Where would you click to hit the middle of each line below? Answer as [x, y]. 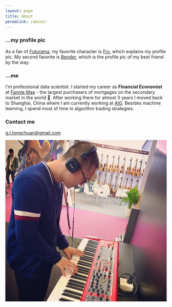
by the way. [17, 62]
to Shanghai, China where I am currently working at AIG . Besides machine [83, 103]
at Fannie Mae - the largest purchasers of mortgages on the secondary [80, 92]
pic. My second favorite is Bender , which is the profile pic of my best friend [84, 57]
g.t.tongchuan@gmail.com [33, 133]
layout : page [19, 11]
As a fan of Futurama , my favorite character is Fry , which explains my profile [86, 51]
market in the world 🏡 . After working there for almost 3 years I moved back [84, 97]
